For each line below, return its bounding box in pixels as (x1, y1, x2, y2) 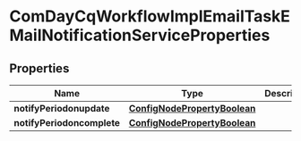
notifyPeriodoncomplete (13, 117, 121, 129)
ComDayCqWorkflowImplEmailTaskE (9, 6, 291, 27)
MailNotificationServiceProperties (9, 25, 271, 46)
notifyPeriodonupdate (13, 103, 110, 114)
